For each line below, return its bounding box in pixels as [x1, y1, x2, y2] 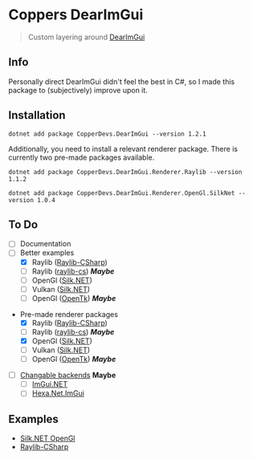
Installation [8, 108, 66, 122]
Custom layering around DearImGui [27, 32, 145, 42]
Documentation [19, 239, 71, 249]
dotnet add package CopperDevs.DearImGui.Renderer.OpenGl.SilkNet [8, 189, 235, 197]
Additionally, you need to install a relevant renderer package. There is [8, 144, 239, 153]
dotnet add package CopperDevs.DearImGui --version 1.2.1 [8, 130, 206, 138]
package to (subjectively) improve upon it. [8, 85, 149, 95]
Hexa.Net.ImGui [31, 388, 84, 398]
